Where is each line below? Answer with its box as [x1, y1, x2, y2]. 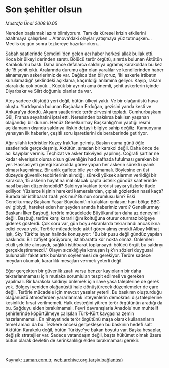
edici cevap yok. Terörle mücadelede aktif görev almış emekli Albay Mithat [5, 226, 159, 232]
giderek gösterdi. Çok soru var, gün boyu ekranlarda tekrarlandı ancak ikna [5, 220, 160, 226]
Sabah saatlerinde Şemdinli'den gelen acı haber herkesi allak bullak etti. [5, 50, 154, 57]
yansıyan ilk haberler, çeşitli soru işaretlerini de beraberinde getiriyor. [5, 130, 148, 136]
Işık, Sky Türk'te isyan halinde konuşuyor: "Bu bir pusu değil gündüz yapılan [5, 231, 162, 237]
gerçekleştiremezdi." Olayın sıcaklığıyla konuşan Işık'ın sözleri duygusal [5, 247, 153, 253]
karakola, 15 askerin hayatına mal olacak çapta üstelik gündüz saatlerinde [5, 177, 157, 183]
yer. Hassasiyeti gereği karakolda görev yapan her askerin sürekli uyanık [5, 161, 155, 167]
